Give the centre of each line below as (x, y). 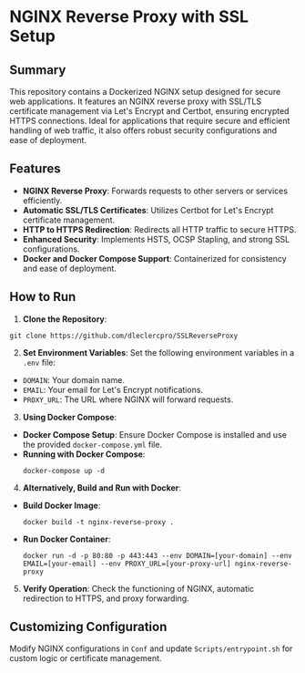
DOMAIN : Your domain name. (74, 379)
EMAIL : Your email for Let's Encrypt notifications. (112, 389)
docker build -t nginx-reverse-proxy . (98, 522)
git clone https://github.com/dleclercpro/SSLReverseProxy (124, 336)
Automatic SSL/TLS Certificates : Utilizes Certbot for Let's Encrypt (148, 210)
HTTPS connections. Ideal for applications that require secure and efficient (150, 121)
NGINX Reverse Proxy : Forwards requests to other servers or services (155, 191)
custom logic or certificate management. (86, 658)
